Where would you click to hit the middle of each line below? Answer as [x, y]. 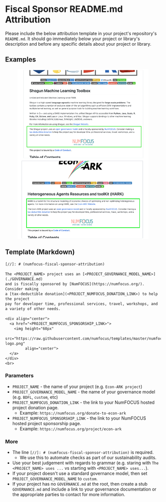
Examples [21, 60]
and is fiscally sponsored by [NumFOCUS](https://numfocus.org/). [75, 284]
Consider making [22, 289]
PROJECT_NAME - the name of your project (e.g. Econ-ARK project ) [77, 386]
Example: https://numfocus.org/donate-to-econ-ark [73, 413]
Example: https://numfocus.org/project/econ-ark [71, 429]
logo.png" [15, 343]
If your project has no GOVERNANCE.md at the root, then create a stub [80, 484]
